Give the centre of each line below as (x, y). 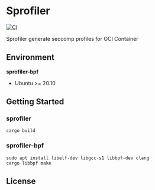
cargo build (21, 131)
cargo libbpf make (29, 163)
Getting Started (35, 102)
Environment (30, 57)
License (21, 181)
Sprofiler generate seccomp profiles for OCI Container (72, 38)
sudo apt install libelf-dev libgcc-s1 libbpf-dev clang (78, 158)
